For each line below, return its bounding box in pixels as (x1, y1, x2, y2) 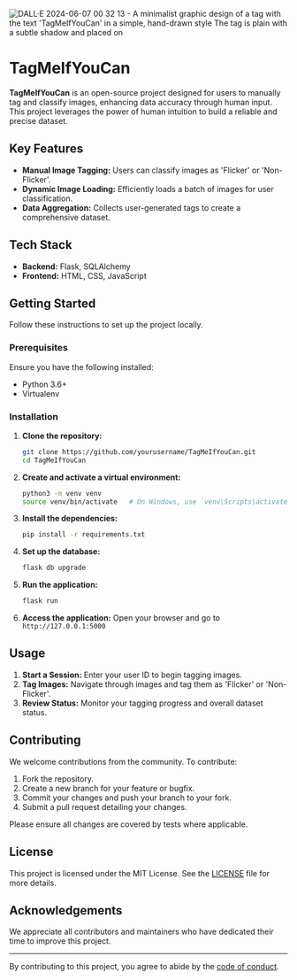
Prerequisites (9, 342, 68, 354)
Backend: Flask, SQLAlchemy (21, 261, 131, 272)
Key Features (9, 142, 84, 157)
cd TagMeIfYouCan (21, 456, 87, 465)
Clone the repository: (21, 430, 103, 441)
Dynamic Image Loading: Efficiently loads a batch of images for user (21, 183, 274, 194)
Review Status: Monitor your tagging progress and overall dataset (21, 698, 263, 708)
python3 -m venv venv (21, 489, 103, 498)
